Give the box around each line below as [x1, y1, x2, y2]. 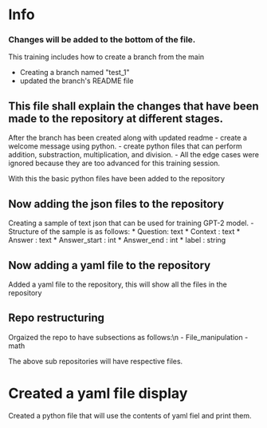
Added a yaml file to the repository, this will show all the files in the [8, 279, 227, 289]
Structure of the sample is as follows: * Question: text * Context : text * [8, 227, 241, 236]
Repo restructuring [8, 311, 105, 325]
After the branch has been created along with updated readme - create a [8, 133, 247, 143]
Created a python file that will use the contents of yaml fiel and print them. [8, 410, 253, 420]
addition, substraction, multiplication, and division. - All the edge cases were [8, 150, 259, 160]
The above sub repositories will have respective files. [8, 356, 183, 366]
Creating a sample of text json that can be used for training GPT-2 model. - [8, 218, 254, 228]
